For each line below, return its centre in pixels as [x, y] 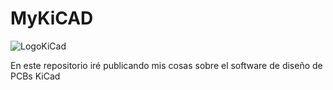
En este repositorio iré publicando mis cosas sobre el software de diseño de [166, 65]
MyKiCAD [52, 18]
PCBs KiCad [35, 76]
